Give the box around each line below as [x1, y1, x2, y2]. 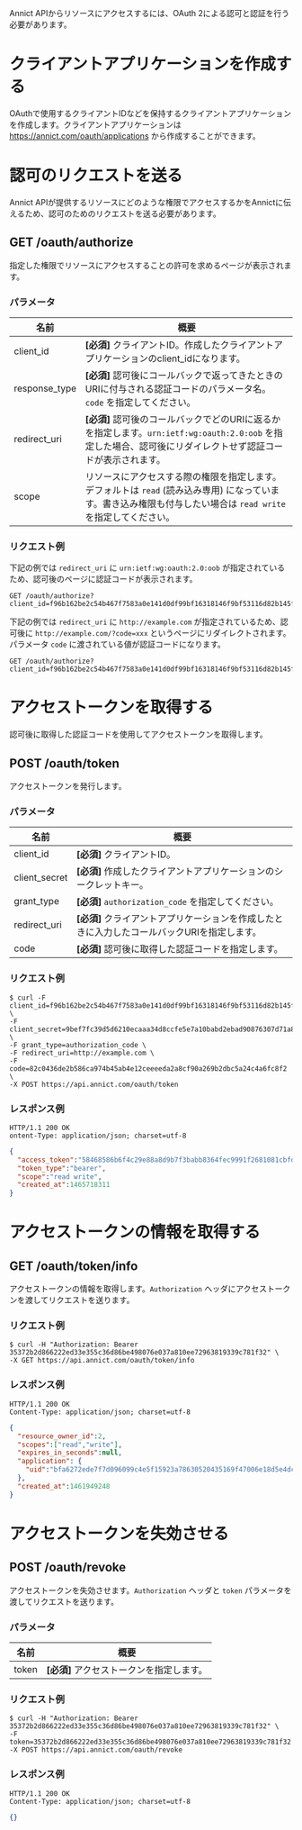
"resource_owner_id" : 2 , [17, 1431, 106, 1441]
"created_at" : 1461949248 [17, 1481, 111, 1490]
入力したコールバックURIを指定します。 [93, 926, 262, 938]
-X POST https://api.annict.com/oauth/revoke [9, 1745, 182, 1754]
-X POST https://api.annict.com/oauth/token [9, 1080, 179, 1089]
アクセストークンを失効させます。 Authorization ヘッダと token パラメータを [9, 1584, 292, 1596]
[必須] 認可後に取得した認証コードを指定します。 [75, 943, 283, 956]
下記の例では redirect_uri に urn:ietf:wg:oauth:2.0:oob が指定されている [9, 562, 286, 574]
